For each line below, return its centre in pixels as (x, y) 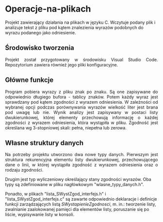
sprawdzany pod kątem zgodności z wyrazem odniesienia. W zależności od (81, 102)
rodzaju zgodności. (24, 170)
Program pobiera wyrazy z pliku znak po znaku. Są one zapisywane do (81, 92)
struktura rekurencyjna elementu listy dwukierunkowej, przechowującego (81, 160)
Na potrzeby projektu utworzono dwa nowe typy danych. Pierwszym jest (81, 155)
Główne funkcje (29, 80)
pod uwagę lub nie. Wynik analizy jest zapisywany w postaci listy (81, 112)
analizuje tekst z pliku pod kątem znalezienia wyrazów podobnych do (74, 27)
